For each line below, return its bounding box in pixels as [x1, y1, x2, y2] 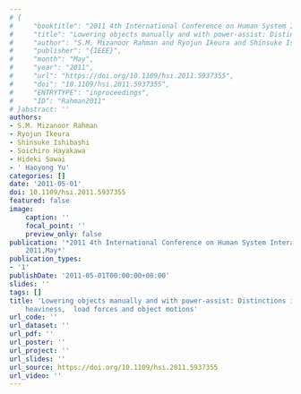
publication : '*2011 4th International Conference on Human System [9, 238, 267, 247]
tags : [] [9, 287, 42, 296]
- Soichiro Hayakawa [9, 146, 87, 155]
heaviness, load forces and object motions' [25, 304, 199, 313]
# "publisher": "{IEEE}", [9, 47, 123, 56]
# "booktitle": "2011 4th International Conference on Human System [9, 21, 287, 30]
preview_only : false [25, 229, 102, 238]
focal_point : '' [25, 221, 87, 230]
